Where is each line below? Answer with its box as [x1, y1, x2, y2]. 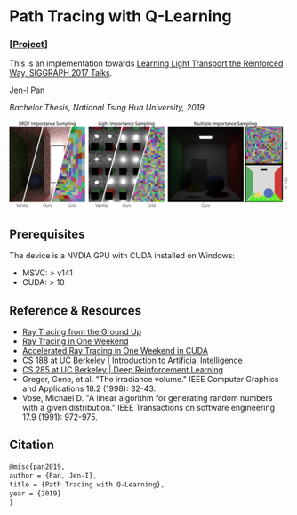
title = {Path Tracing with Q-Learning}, [9, 479, 165, 489]
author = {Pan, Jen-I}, [9, 470, 98, 480]
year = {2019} [9, 488, 62, 498]
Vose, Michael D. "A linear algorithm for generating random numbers [21, 393, 273, 404]
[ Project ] [9, 38, 49, 51]
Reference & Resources [9, 303, 142, 318]
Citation [9, 437, 55, 453]
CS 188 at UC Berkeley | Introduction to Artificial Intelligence [21, 355, 243, 366]
